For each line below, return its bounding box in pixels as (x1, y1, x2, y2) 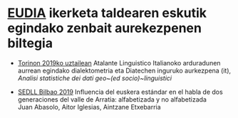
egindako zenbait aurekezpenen (7, 20, 202, 36)
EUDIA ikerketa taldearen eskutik (7, 5, 207, 21)
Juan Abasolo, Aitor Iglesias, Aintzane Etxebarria (17, 102, 162, 111)
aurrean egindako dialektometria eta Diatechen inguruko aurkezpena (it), (17, 66, 232, 75)
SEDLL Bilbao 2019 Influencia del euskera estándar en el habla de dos (17, 87, 223, 96)
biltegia (7, 36, 53, 51)
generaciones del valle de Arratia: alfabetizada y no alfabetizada (17, 95, 207, 104)
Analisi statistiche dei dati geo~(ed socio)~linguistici (17, 73, 172, 82)
